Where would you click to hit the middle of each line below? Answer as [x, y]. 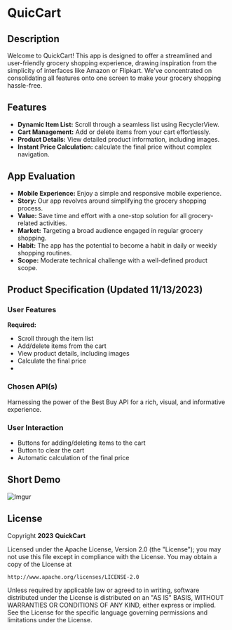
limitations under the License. [50, 619]
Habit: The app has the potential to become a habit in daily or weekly [117, 245]
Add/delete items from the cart [62, 346]
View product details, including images [73, 354]
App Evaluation [41, 176]
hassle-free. [25, 85]
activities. [54, 223]
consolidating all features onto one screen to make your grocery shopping [114, 78]
